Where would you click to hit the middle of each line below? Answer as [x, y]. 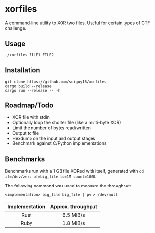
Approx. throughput [74, 207]
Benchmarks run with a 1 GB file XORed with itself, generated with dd [75, 171]
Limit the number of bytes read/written [51, 128]
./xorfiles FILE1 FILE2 [30, 55]
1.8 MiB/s [74, 223]
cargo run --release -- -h [33, 90]
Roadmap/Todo [29, 105]
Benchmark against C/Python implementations [59, 143]
